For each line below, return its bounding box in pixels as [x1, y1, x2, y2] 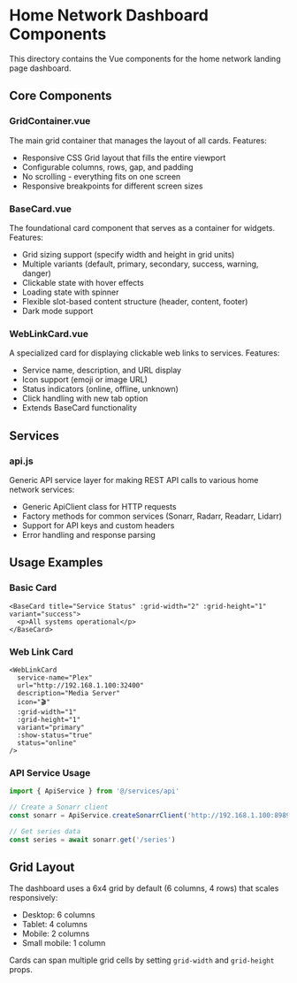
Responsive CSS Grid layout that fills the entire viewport [21, 152, 226, 163]
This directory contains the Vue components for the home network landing [9, 53, 281, 64]
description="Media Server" [17, 688, 121, 697]
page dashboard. [9, 63, 72, 73]
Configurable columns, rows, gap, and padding [21, 161, 194, 173]
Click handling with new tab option [21, 393, 148, 403]
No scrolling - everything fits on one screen [21, 171, 181, 181]
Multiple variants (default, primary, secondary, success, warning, [21, 258, 259, 269]
